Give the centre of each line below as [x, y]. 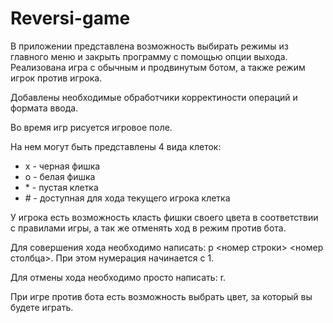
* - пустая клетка [61, 187]
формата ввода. [44, 108]
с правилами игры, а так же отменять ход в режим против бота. [148, 228]
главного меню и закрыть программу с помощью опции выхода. [149, 56]
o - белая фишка [60, 176]
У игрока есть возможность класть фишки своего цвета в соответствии [164, 217]
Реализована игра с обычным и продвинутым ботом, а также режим [158, 67]
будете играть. [42, 307]
